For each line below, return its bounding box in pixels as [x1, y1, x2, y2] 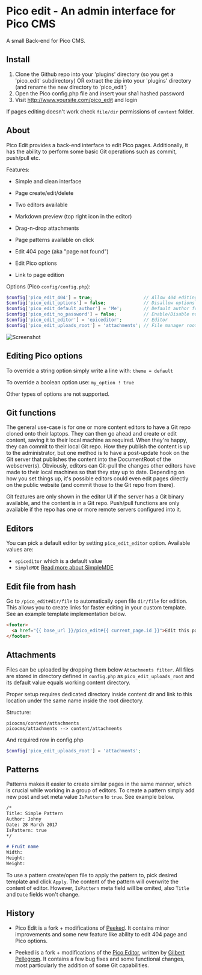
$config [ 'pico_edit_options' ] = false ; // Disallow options [6, 300, 195, 306]
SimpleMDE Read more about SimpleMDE [14, 564, 114, 571]
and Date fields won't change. [6, 891, 80, 898]
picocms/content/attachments [6, 720, 79, 726]
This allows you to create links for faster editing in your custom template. [6, 604, 186, 611]
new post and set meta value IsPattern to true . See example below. [6, 793, 174, 801]
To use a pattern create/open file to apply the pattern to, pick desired [6, 871, 177, 878]
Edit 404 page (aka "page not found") [14, 247, 109, 255]
